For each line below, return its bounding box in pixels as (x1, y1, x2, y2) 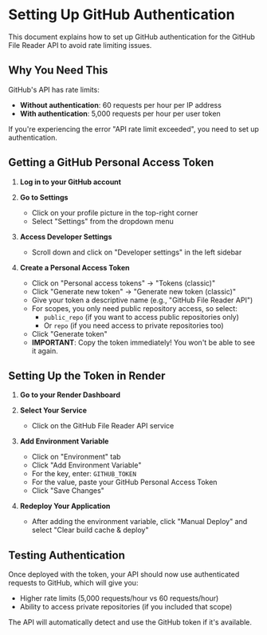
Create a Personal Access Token (19, 262, 130, 272)
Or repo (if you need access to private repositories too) (43, 321, 225, 330)
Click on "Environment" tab (31, 452, 121, 462)
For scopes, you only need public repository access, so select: (31, 303, 238, 313)
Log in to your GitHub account (19, 177, 122, 187)
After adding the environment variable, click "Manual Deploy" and (31, 517, 248, 527)
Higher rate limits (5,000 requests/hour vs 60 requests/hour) (19, 594, 219, 603)
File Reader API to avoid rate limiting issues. (8, 40, 152, 49)
